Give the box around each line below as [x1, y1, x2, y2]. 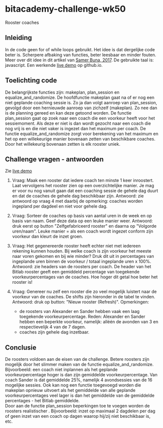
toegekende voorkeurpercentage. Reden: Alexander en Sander [19, 313, 145, 320]
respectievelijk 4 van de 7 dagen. [19, 324, 86, 330]
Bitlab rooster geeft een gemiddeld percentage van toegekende [12, 269, 140, 275]
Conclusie [5, 343, 36, 351]
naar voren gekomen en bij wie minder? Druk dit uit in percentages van [12, 253, 154, 259]
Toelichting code [5, 77, 57, 85]
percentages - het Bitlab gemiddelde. [5, 398, 80, 404]
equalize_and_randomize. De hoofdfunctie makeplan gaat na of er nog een [5, 94, 155, 100]
